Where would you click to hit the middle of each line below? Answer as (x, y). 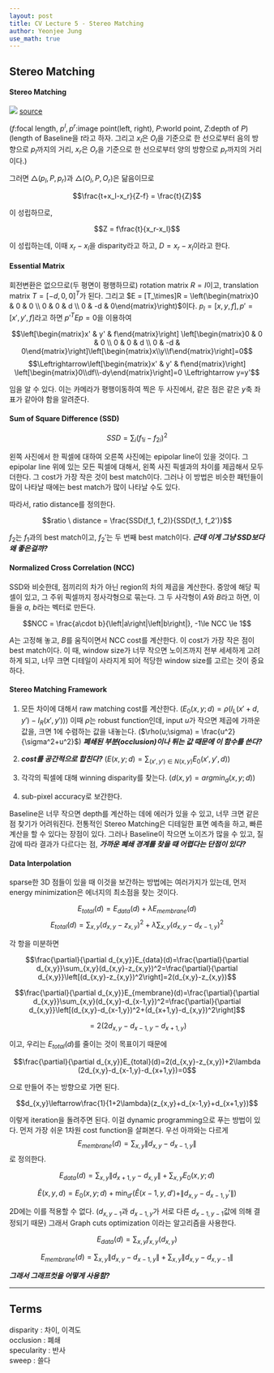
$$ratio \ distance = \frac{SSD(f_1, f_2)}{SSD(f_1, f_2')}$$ (137, 520)
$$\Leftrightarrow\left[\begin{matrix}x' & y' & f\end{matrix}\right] (137, 364)
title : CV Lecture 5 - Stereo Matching (77, 24)
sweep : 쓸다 (30, 1360)
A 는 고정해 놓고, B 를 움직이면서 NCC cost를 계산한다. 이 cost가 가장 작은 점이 (132, 640)
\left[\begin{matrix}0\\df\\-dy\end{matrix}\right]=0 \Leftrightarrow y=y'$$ (137, 372)
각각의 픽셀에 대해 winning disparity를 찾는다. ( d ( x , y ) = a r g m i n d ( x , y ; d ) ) (138, 779)
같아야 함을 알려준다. (57, 399)
